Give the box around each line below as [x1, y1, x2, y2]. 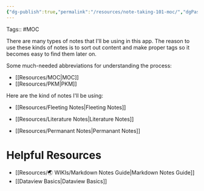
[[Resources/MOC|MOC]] [15, 73, 79, 81]
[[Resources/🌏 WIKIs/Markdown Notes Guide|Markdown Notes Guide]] [15, 169, 195, 176]
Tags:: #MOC [6, 25, 39, 33]
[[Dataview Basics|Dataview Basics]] [15, 177, 107, 185]
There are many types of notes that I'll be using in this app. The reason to [6, 37, 190, 44]
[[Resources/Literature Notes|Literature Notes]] [15, 115, 134, 122]
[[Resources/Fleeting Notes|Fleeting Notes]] [15, 104, 126, 111]
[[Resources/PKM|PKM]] [15, 80, 77, 87]
